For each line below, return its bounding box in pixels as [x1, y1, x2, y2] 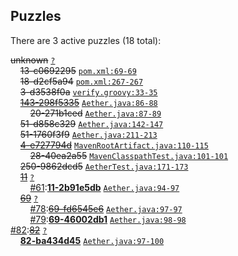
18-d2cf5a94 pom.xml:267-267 [19, 75, 144, 87]
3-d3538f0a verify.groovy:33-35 [19, 85, 158, 98]
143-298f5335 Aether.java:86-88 [19, 96, 158, 108]
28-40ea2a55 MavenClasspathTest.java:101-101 [29, 149, 229, 161]
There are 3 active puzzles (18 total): [10, 34, 162, 46]
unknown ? [10, 54, 56, 66]
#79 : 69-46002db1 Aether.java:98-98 [29, 213, 187, 225]
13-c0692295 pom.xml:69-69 [19, 64, 137, 76]
